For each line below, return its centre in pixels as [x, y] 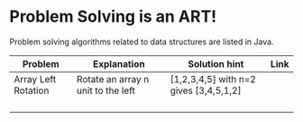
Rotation [32, 90]
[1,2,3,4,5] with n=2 [213, 79]
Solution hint [216, 63]
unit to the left [106, 90]
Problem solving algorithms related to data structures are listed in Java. [142, 42]
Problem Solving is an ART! [113, 17]
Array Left [35, 79]
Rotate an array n [113, 79]
